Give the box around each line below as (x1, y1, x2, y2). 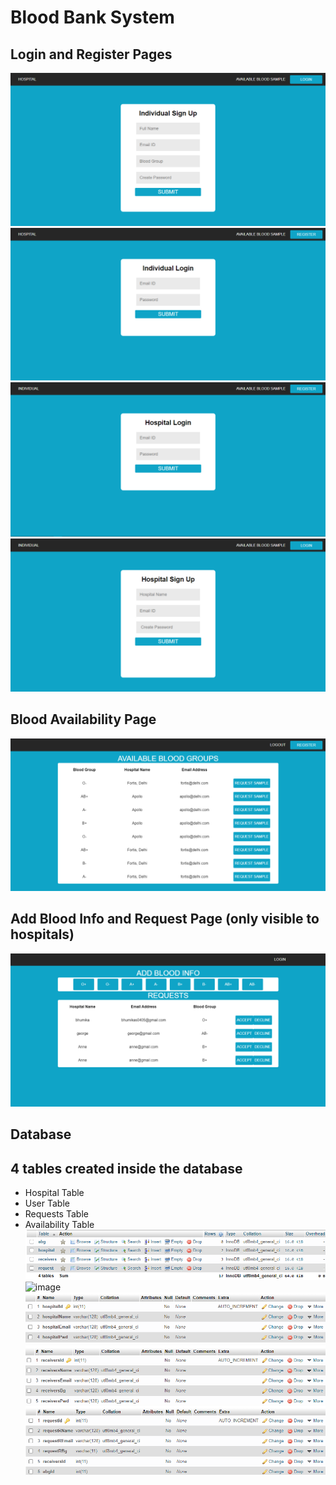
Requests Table (24, 1207, 89, 1220)
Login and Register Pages (10, 46, 173, 63)
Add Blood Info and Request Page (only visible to (10, 911, 320, 928)
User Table (24, 1197, 70, 1209)
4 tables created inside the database (10, 1160, 243, 1177)
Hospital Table (24, 1186, 85, 1198)
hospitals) (10, 926, 75, 943)
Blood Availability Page (10, 711, 157, 728)
